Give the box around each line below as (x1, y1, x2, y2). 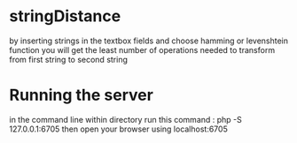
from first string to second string (9, 54, 129, 64)
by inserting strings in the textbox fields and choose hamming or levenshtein (9, 35, 289, 46)
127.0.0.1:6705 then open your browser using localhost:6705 (9, 124, 228, 134)
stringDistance (9, 6, 121, 26)
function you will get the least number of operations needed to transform (9, 44, 276, 55)
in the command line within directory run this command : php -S (9, 114, 242, 124)
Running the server (9, 86, 153, 105)
